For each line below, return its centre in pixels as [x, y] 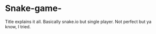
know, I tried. [18, 26]
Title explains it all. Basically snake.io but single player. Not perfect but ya [78, 22]
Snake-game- [33, 8]
